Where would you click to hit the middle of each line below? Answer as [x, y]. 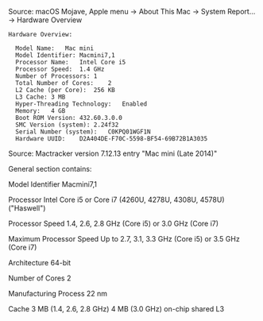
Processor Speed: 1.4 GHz [60, 69]
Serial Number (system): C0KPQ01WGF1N [83, 132]
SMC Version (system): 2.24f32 [67, 125]
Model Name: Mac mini [54, 48]
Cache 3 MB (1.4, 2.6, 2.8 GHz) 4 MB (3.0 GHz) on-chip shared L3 [116, 309]
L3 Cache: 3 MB [41, 97]
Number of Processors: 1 [56, 76]
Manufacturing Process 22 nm [58, 294]
